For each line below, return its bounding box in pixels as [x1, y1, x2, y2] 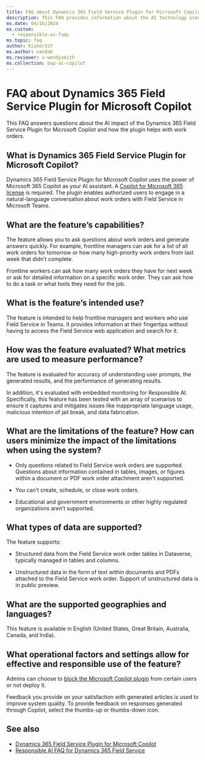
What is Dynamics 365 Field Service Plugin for [6, 150, 186, 161]
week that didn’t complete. [6, 255, 73, 263]
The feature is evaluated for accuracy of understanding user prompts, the [6, 370, 192, 378]
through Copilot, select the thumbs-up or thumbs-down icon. [6, 706, 160, 714]
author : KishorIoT [6, 43, 53, 49]
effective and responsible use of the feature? [6, 659, 181, 669]
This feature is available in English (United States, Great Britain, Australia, [6, 625, 190, 632]
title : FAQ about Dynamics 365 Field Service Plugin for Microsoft [6, 9, 182, 15]
